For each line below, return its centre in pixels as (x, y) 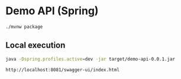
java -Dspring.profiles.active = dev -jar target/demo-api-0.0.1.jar (90, 59)
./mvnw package (24, 27)
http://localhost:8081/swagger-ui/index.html (62, 69)
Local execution (35, 45)
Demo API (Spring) (52, 11)
